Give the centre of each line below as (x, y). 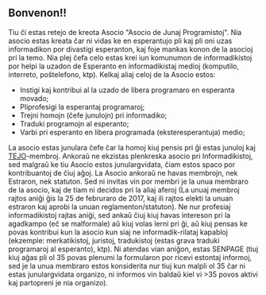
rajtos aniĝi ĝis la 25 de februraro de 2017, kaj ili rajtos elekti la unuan (121, 198)
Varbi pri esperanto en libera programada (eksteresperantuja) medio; (132, 132)
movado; (34, 98)
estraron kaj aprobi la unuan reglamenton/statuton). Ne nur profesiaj (120, 207)
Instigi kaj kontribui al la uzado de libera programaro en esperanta (127, 90)
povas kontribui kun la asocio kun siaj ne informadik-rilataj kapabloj (118, 232)
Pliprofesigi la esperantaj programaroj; (82, 107)
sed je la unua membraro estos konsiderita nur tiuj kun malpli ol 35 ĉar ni (127, 266)
